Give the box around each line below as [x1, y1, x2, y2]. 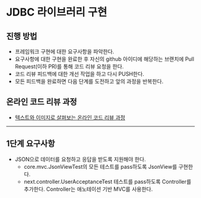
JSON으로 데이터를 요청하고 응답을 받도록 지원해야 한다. [14, 156, 147, 163]
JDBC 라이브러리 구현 [6, 5, 108, 19]
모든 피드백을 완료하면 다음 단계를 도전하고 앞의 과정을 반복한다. [14, 78, 163, 85]
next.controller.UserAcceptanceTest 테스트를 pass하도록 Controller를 [23, 178, 191, 185]
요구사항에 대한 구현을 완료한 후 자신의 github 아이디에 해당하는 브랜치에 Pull [14, 55, 194, 63]
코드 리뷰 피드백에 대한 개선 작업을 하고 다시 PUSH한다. [14, 70, 145, 78]
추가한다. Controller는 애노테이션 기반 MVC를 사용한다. [23, 185, 153, 193]
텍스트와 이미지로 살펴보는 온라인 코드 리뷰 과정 [14, 114, 126, 121]
